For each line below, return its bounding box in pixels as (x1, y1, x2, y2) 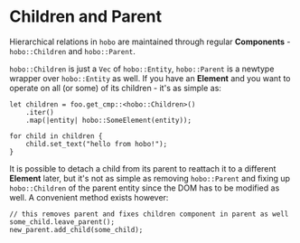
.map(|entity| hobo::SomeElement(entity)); (25, 116, 192, 125)
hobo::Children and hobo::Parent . (9, 45, 136, 56)
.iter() (25, 107, 54, 117)
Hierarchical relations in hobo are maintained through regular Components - (9, 36, 291, 47)
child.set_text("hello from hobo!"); (25, 139, 168, 148)
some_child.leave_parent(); (9, 217, 116, 227)
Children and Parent (9, 6, 163, 27)
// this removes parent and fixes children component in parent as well (9, 210, 289, 219)
